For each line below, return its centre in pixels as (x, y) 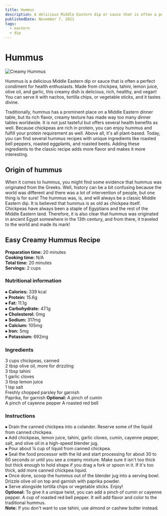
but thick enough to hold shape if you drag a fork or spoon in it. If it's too (80, 465)
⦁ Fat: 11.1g (16, 303)
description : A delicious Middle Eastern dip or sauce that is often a (81, 14)
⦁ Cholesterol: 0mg (25, 314)
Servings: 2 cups (23, 268)
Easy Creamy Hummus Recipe (53, 240)
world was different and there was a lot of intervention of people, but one (80, 192)
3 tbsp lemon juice (24, 382)
